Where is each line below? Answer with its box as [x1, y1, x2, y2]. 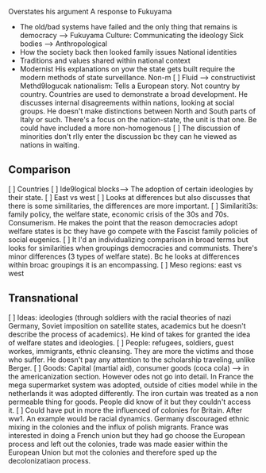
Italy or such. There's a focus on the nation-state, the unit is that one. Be [19, 115, 257, 124]
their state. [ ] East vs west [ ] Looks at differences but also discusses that [8, 192, 251, 202]
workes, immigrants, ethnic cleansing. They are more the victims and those [8, 346, 254, 356]
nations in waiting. [19, 140, 80, 149]
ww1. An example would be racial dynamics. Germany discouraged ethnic [8, 413, 250, 423]
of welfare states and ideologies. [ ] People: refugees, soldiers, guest [8, 337, 234, 348]
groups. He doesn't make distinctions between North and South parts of [19, 106, 256, 116]
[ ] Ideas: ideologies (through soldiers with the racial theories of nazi [8, 313, 232, 322]
